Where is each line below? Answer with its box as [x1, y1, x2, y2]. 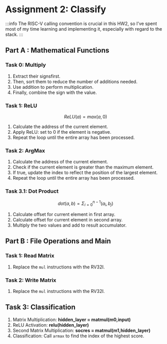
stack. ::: [5, 31, 23, 37]
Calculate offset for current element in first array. [12, 211, 116, 217]
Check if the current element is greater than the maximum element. [12, 164, 154, 170]
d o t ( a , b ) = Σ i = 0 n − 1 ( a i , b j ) [58, 199, 114, 207]
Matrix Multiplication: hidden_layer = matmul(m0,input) [12, 316, 131, 323]
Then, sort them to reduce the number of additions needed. [12, 78, 137, 85]
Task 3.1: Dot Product [5, 188, 59, 195]
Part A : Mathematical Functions [5, 46, 109, 55]
